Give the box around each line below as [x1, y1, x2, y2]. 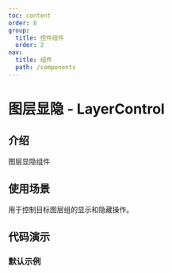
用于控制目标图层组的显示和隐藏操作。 [8, 204, 133, 214]
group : [8, 26, 30, 34]
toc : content [8, 11, 52, 20]
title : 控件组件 [15, 33, 65, 42]
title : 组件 [15, 56, 53, 64]
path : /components [15, 64, 77, 71]
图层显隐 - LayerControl [8, 100, 165, 118]
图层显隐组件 [8, 156, 50, 166]
